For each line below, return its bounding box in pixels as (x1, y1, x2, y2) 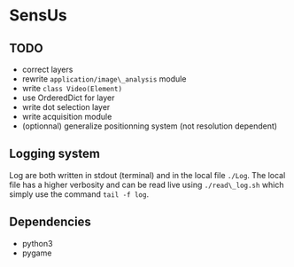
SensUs (9, 5, 68, 26)
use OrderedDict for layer (21, 92, 115, 103)
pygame (21, 247, 52, 258)
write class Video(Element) (21, 83, 122, 93)
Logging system (9, 146, 100, 161)
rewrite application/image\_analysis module (21, 74, 187, 84)
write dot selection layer (21, 102, 111, 112)
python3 (21, 238, 53, 248)
